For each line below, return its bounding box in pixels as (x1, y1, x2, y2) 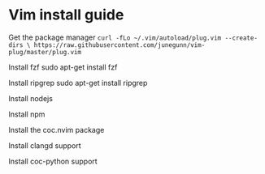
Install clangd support (8, 140, 81, 151)
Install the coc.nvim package (8, 125, 105, 134)
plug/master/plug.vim (8, 48, 82, 56)
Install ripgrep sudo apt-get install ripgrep (8, 78, 148, 87)
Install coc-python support (8, 156, 98, 166)
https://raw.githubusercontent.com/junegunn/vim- (33, 40, 206, 49)
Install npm (8, 109, 46, 119)
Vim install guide (8, 6, 124, 24)
